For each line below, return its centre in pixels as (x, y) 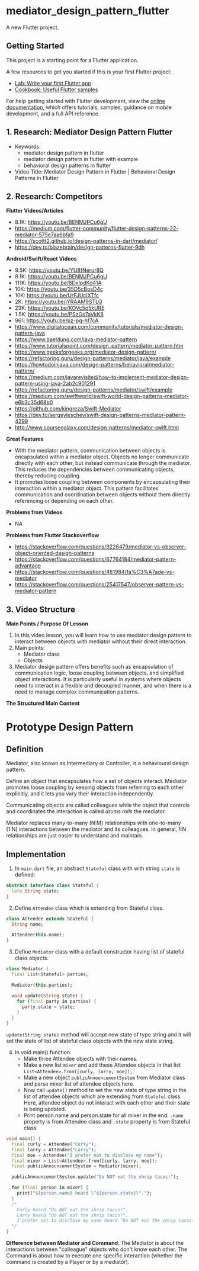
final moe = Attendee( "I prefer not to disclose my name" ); (87, 1155)
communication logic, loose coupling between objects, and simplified (99, 673)
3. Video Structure (41, 609)
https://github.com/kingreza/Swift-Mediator (68, 409)
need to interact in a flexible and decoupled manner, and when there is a (103, 686)
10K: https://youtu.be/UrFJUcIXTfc (57, 296)
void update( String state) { (47, 996)
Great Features (25, 439)
